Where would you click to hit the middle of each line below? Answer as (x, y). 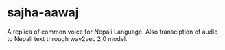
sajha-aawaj (43, 13)
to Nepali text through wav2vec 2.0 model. (67, 38)
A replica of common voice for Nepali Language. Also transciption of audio (113, 32)
